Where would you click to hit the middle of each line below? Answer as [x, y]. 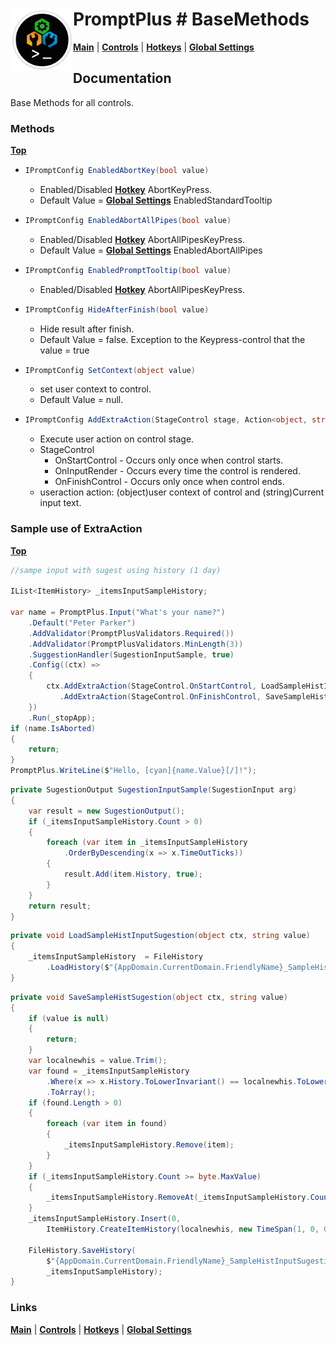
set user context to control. [95, 389]
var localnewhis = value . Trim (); [98, 1061]
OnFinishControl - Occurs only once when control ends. [169, 482]
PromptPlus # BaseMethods [191, 19]
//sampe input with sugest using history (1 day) [116, 570]
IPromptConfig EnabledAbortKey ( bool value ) [117, 171]
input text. [60, 503]
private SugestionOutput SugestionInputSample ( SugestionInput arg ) [154, 790]
